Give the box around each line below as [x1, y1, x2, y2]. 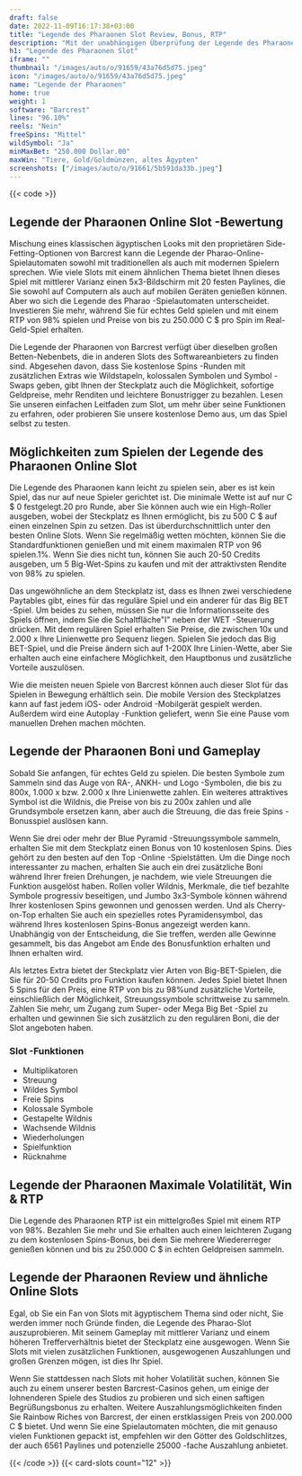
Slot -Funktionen [9, 1044, 84, 1057]
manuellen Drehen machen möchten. [9, 718, 147, 729]
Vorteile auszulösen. [9, 662, 85, 673]
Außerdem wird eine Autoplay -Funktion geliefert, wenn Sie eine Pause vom [9, 708, 289, 719]
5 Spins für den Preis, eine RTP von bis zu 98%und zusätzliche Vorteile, [9, 984, 276, 995]
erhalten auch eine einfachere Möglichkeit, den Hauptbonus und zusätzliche [9, 653, 292, 663]
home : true [9, 88, 50, 97]
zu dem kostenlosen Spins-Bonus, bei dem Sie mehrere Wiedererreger [9, 1234, 271, 1245]
